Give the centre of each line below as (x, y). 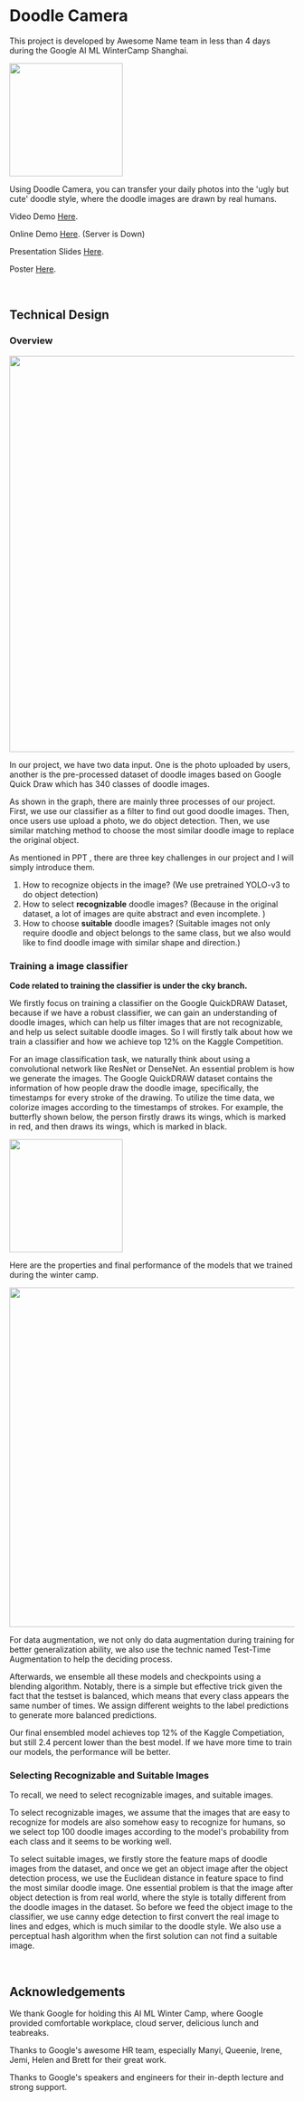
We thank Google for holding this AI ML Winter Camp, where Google (137, 2014)
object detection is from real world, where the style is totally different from (148, 1897)
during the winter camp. (54, 1274)
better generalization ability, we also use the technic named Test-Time (140, 1649)
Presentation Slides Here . (57, 251)
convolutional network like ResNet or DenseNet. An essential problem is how (152, 1069)
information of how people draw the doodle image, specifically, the (134, 1088)
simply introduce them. (52, 867)
